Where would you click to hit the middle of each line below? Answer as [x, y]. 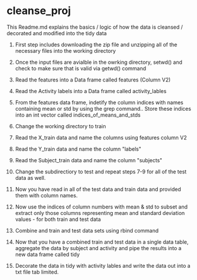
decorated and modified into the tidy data [57, 33]
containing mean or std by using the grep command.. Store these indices [103, 108]
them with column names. [46, 195]
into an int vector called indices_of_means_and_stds [78, 115]
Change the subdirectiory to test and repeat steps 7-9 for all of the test [101, 172]
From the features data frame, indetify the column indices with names [99, 102]
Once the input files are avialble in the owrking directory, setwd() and [98, 62]
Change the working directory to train [60, 126]
